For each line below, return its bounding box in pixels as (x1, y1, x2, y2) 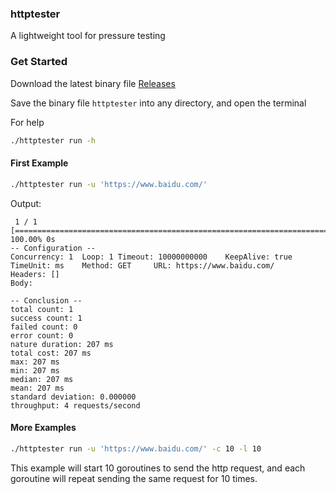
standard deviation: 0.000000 (10, 392, 137, 402)
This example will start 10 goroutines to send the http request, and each (10, 462, 306, 474)
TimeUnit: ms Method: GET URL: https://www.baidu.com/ (10, 260, 275, 271)
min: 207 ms (10, 365, 60, 376)
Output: (10, 197, 42, 209)
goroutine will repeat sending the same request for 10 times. (10, 472, 258, 484)
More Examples (10, 422, 77, 434)
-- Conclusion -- (10, 295, 83, 306)
